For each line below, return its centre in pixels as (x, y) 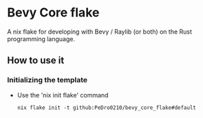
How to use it (36, 61)
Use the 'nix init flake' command (63, 95)
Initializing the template (47, 80)
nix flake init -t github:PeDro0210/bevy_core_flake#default (107, 108)
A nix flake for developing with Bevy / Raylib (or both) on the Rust (100, 32)
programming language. (41, 38)
